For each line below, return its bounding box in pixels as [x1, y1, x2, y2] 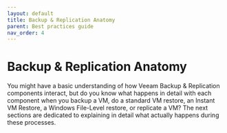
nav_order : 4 [7, 29, 45, 37]
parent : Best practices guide [7, 23, 94, 30]
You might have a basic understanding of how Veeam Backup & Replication [7, 82, 220, 90]
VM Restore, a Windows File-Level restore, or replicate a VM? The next [7, 104, 208, 112]
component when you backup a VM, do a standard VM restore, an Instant [7, 96, 215, 105]
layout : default [7, 10, 54, 17]
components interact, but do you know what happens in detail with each [7, 89, 212, 97]
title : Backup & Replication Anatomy [7, 17, 116, 23]
